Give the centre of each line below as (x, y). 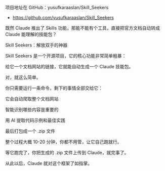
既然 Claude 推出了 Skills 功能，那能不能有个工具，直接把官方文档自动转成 (83, 28)
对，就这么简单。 (23, 77)
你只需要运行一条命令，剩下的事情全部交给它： (54, 88)
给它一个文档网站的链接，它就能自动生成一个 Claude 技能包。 (69, 67)
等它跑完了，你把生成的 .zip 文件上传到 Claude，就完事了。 (67, 153)
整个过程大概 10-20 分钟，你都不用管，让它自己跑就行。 (64, 142)
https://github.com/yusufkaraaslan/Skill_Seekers (63, 17)
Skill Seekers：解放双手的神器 (36, 45)
